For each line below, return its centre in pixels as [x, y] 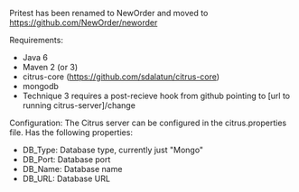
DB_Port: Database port [66, 160]
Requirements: [36, 40]
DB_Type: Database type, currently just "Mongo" [113, 150]
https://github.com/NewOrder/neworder [84, 23]
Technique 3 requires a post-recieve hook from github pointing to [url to [156, 96]
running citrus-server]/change [79, 105]
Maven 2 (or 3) [50, 67]
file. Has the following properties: [71, 133]
